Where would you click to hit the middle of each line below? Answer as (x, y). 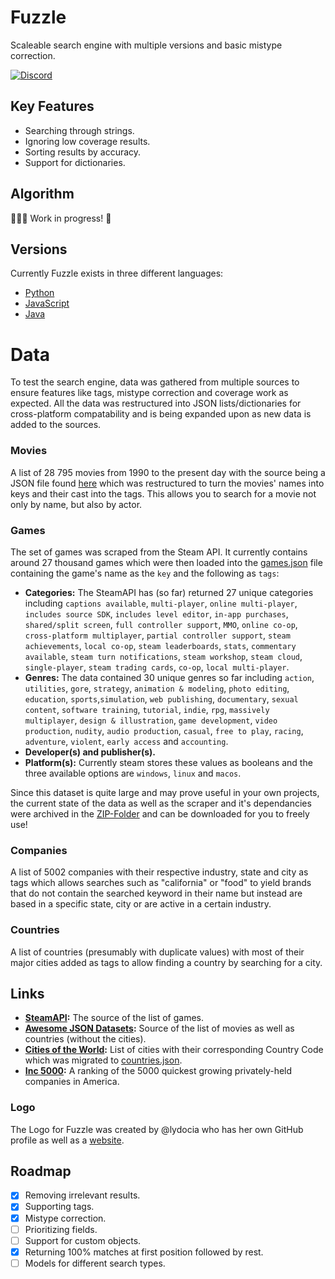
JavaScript (47, 303)
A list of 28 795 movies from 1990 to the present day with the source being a (168, 472)
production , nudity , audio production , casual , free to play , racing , (164, 730)
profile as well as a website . (67, 1140)
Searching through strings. (79, 130)
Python (39, 293)
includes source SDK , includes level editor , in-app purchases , (156, 613)
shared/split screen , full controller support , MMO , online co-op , (161, 624)
